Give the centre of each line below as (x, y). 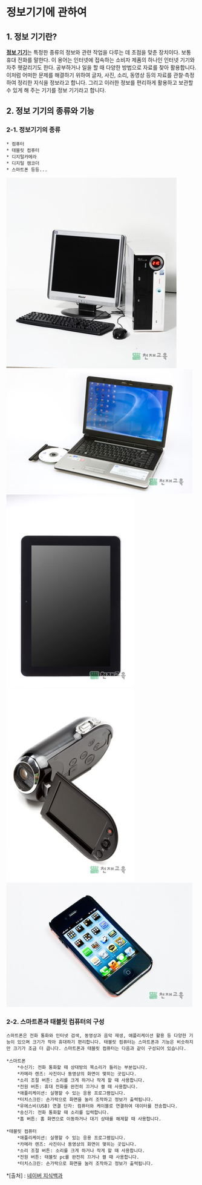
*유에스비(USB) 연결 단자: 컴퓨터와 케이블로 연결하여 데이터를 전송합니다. (98, 1106)
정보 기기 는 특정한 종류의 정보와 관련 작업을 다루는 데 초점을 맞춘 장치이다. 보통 (99, 52)
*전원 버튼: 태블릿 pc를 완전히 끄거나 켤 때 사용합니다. (78, 1157)
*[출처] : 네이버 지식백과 (35, 1175)
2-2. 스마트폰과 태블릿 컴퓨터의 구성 (55, 1022)
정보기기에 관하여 (47, 12)
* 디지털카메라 (21, 157)
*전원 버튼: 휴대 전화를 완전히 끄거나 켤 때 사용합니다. (78, 1087)
